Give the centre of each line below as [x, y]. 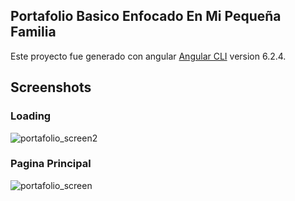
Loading [31, 116]
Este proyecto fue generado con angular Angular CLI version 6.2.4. [148, 56]
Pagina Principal [51, 164]
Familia [33, 32]
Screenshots [51, 87]
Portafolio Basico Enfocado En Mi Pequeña [146, 16]
